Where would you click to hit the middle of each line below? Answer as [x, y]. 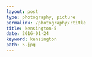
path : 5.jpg [21, 45]
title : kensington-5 [32, 28]
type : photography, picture [41, 17]
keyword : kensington [32, 39]
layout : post [22, 12]
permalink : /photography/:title [46, 23]
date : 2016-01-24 [28, 34]
